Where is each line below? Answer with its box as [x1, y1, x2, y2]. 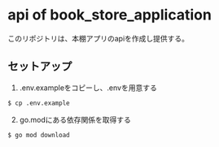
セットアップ [7, 59, 72, 74]
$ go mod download [7, 131, 70, 139]
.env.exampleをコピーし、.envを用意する [19, 83, 158, 93]
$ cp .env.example [7, 99, 70, 107]
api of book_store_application [7, 6, 212, 24]
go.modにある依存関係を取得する [19, 115, 132, 124]
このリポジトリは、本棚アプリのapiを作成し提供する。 [7, 33, 189, 43]
